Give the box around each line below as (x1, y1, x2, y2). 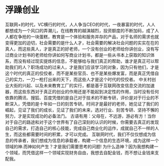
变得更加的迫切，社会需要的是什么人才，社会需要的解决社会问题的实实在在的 (5, 40, 159, 45)
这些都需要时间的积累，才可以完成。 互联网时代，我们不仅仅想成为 (18, 131, 152, 137)
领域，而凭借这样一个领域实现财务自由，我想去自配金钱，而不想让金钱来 (9, 149, 155, 155)
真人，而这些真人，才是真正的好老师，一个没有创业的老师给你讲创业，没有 (5, 46, 155, 52)
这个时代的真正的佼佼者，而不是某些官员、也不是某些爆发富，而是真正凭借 (5, 70, 155, 76)
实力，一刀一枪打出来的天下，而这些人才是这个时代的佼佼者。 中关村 (13, 76, 152, 82)
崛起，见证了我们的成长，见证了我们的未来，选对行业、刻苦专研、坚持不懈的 (5, 107, 159, 113)
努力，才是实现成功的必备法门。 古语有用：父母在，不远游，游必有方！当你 (5, 113, 156, 119)
